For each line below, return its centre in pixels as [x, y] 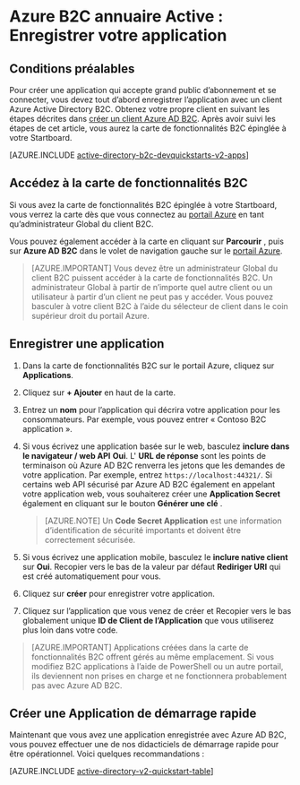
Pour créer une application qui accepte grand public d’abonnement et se [143, 90]
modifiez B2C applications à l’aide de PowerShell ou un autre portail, [157, 666]
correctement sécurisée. [90, 539]
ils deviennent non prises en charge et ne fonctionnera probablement [159, 676]
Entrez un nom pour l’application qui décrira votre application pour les [151, 410]
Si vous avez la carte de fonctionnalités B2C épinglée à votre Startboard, [143, 204]
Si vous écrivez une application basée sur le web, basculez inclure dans [156, 446]
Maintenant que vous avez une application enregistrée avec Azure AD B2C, [148, 735]
